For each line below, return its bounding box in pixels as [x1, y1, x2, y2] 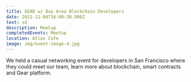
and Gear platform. [6, 69, 52, 76]
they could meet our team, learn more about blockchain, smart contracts [6, 63, 181, 70]
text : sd [6, 19, 28, 25]
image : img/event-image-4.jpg [6, 41, 80, 47]
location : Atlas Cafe [6, 35, 59, 41]
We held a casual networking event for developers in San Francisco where [6, 56, 186, 64]
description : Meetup [6, 24, 57, 31]
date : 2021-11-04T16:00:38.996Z [6, 14, 85, 20]
